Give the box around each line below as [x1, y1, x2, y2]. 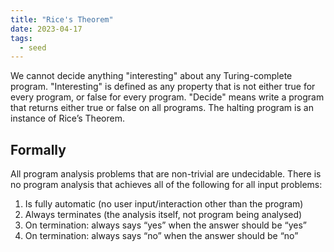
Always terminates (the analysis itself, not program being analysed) [24, 209, 303, 221]
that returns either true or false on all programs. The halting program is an [10, 102, 314, 114]
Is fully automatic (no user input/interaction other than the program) [24, 198, 304, 210]
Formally [10, 141, 67, 158]
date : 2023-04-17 [10, 24, 83, 34]
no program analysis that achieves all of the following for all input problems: [10, 179, 323, 191]
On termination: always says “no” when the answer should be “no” [24, 230, 299, 242]
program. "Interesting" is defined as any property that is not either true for [10, 81, 316, 93]
